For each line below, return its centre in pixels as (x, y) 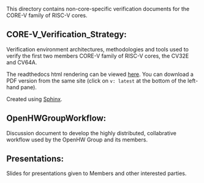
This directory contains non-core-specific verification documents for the (98, 9)
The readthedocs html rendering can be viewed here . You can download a (100, 74)
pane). (28, 87)
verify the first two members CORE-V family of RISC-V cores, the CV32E (98, 56)
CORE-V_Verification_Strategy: (66, 35)
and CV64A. (22, 62)
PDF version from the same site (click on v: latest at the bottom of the (96, 80)
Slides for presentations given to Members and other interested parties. (96, 173)
